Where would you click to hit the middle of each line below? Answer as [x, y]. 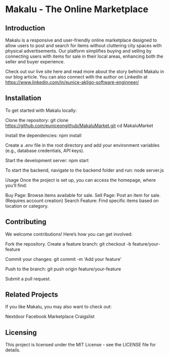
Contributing [26, 222]
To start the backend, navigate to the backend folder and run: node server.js [85, 170]
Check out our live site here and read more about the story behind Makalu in [85, 71]
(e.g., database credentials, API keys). [45, 150]
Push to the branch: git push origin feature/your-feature [63, 269]
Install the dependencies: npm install [44, 135]
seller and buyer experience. [35, 62]
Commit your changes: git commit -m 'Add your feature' [64, 259]
